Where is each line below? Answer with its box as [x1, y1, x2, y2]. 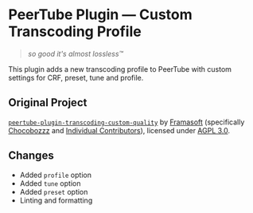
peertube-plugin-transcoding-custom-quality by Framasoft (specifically [8, 117, 245, 127]
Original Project [8, 96, 88, 109]
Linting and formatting [19, 195, 93, 205]
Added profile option [19, 170, 91, 179]
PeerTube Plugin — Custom [8, 6, 193, 24]
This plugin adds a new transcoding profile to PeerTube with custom [8, 64, 232, 73]
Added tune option [19, 178, 81, 188]
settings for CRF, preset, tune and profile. [8, 73, 144, 82]
